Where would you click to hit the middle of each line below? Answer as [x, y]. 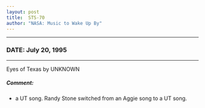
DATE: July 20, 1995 [37, 50]
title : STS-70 [26, 18]
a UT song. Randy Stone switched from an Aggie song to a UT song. [101, 98]
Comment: [20, 83]
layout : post [23, 12]
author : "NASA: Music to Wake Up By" [54, 23]
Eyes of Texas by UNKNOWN [43, 69]
